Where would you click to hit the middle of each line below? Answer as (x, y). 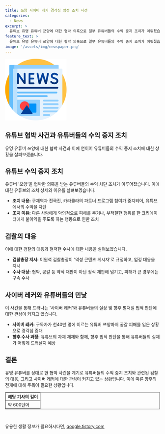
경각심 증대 (32, 331)
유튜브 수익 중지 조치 (34, 171)
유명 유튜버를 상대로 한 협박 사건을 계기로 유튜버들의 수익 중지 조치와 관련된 (77, 372)
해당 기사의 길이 (23, 397)
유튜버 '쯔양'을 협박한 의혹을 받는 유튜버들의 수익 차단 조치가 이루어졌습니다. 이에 (82, 184)
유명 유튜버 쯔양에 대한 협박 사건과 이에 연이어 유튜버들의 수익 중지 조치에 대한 (80, 148)
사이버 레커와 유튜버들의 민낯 (46, 295)
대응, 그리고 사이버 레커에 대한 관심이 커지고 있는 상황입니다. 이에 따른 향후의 (83, 379)
